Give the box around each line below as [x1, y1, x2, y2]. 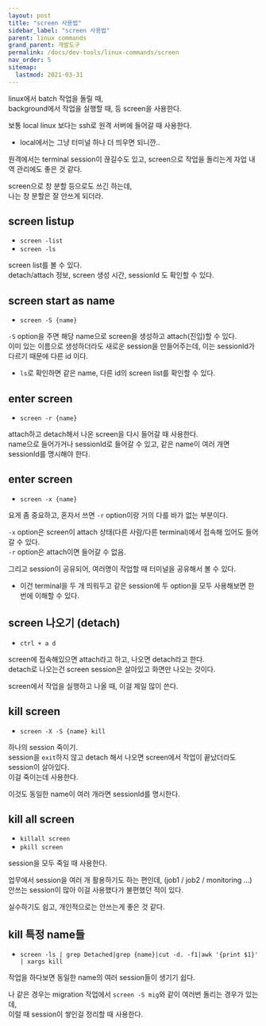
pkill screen [19, 844, 64, 852]
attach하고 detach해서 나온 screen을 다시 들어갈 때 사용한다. [8, 429, 199, 439]
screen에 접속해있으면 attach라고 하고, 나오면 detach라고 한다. [8, 654, 205, 664]
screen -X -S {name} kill [19, 727, 106, 736]
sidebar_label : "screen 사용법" [8, 26, 110, 34]
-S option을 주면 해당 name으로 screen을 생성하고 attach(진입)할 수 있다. [8, 332, 237, 341]
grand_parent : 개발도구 [8, 41, 80, 49]
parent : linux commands [8, 33, 87, 42]
